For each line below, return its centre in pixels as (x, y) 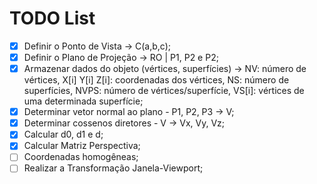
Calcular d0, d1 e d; (63, 134)
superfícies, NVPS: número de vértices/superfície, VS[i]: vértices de (164, 91)
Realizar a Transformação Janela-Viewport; (113, 168)
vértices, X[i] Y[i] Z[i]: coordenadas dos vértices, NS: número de (156, 80)
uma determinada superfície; (83, 101)
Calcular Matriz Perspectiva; (82, 146)
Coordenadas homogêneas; (81, 157)
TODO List (52, 18)
